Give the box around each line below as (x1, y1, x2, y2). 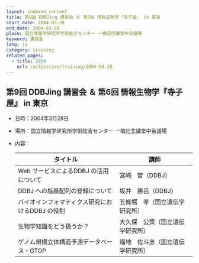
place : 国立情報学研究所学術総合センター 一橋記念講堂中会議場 (6, 31, 142, 37)
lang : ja (6, 42, 28, 48)
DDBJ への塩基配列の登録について (17, 187, 113, 195)
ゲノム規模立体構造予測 (17, 238, 84, 246)
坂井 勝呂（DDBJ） (119, 187, 177, 195)
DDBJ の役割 (29, 207, 65, 215)
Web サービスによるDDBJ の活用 (17, 167, 109, 175)
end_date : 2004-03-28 (6, 25, 60, 31)
